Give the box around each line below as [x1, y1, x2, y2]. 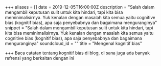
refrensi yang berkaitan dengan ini [5, 55, 74, 61]
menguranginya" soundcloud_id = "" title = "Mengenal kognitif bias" [5, 41, 142, 46]
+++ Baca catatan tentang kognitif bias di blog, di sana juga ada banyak [5, 50, 150, 56]
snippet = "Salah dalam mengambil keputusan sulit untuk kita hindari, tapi [5, 25, 153, 31]
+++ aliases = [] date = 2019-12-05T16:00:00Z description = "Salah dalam [5, 4, 155, 10]
